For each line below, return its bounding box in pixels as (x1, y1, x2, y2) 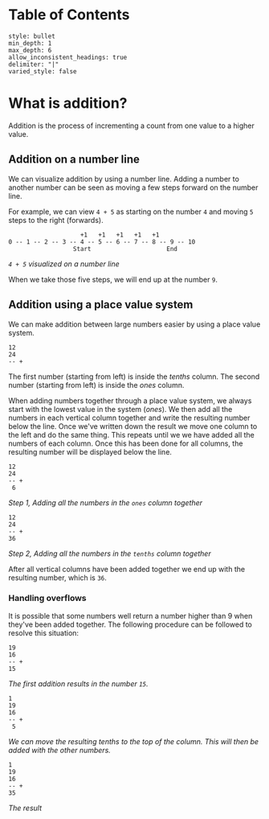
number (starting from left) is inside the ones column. (8, 380, 185, 389)
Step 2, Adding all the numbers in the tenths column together (8, 549, 211, 558)
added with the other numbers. (8, 745, 111, 755)
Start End (72, 245, 178, 253)
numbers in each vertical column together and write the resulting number (8, 413, 251, 422)
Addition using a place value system (8, 298, 194, 311)
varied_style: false (8, 67, 78, 76)
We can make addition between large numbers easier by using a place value (8, 319, 261, 329)
